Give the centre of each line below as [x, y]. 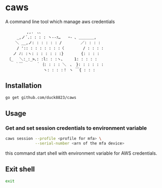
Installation [24, 86]
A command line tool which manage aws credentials [60, 22]
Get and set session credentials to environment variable [76, 128]
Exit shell [20, 169]
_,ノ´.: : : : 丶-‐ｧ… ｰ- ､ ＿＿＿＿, [56, 37]
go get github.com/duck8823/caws [41, 97]
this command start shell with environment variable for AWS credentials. [81, 153]
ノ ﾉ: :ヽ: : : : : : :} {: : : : [56, 54]
